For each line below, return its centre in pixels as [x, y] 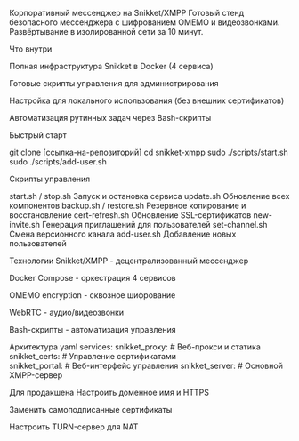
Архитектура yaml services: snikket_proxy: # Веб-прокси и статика [135, 347]
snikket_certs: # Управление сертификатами [93, 356]
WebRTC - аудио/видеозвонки [67, 312]
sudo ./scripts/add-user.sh [58, 162]
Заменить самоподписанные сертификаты [91, 409]
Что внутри [31, 49]
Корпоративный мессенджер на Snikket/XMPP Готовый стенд [127, 13]
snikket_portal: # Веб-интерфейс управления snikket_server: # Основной [146, 365]
